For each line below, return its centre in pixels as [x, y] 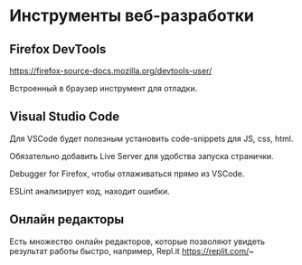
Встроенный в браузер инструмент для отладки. [104, 88]
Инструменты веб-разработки [132, 16]
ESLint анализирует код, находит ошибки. [90, 191]
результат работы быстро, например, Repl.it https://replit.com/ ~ [132, 251]
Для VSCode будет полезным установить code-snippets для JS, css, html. [151, 138]
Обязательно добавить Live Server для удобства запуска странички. [142, 156]
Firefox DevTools [58, 49]
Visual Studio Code [65, 117]
